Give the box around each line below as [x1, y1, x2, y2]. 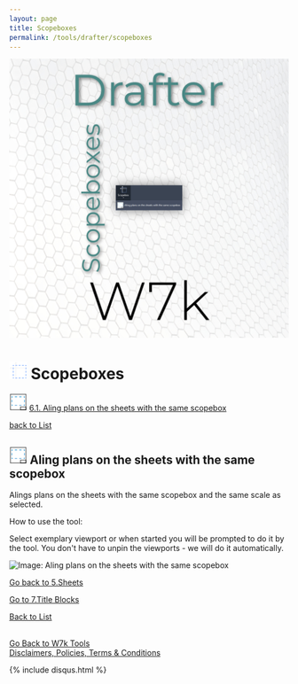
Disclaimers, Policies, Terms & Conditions [9, 648, 161, 658]
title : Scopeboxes [9, 23, 77, 33]
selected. [9, 499, 43, 509]
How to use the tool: [9, 517, 83, 527]
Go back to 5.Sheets [9, 577, 84, 588]
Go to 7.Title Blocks [9, 595, 80, 605]
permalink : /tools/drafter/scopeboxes [9, 33, 153, 42]
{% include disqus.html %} [9, 665, 107, 675]
